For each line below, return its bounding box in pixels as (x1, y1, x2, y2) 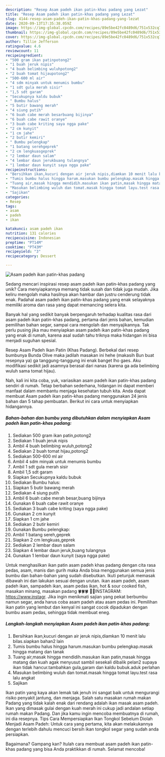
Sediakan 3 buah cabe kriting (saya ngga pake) (12, 505, 108, 511)
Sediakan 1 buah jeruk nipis (12, 437, 68, 443)
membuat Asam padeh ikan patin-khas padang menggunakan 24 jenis (5, 393, 147, 399)
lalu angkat (12, 674, 35, 681)
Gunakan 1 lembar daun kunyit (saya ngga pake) (12, 553, 110, 558)
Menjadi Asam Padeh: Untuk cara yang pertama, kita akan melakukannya (5, 721, 153, 727)
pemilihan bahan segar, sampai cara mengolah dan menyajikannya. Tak (5, 322, 150, 327)
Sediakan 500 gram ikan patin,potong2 (12, 432, 92, 438)
